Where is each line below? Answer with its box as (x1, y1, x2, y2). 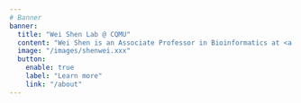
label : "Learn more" (25, 72, 103, 81)
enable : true (25, 64, 75, 73)
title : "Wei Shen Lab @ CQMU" (17, 30, 131, 39)
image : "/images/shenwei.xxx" (17, 47, 131, 56)
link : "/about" (25, 80, 83, 89)
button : (17, 55, 47, 64)
